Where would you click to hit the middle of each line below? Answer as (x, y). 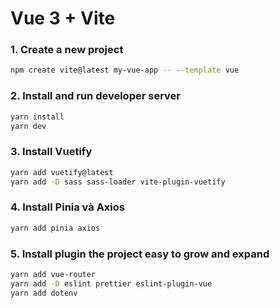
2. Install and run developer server (95, 96)
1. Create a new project (67, 50)
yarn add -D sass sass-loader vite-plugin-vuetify (118, 182)
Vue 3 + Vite (63, 18)
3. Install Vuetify (51, 152)
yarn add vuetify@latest (62, 172)
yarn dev (28, 126)
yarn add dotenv (44, 293)
